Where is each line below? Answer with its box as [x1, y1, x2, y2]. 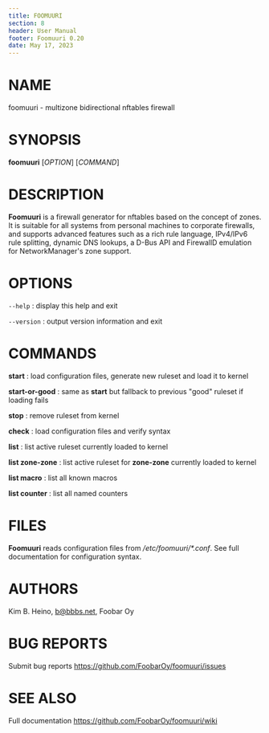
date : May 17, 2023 [8, 42, 74, 50]
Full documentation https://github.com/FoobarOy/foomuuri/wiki [8, 715, 218, 725]
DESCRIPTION [8, 185, 104, 204]
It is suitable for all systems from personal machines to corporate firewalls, [8, 220, 255, 230]
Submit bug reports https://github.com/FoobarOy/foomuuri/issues [8, 661, 226, 670]
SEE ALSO [8, 689, 77, 707]
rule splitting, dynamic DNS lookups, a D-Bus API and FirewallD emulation [8, 238, 252, 247]
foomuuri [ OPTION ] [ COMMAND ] [8, 157, 120, 167]
